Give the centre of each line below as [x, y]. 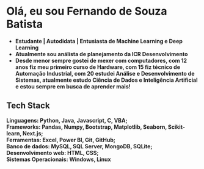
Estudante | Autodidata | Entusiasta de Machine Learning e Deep [99, 41]
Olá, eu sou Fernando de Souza [87, 11]
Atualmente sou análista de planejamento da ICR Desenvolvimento [101, 54]
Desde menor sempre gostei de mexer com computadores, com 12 [101, 60]
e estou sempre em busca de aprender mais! [73, 86]
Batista [24, 24]
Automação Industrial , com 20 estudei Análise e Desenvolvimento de [105, 73]
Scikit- [176, 127]
